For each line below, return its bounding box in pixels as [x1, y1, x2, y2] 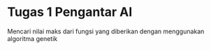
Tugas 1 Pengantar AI [7, 4, 133, 20]
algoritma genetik [7, 34, 58, 42]
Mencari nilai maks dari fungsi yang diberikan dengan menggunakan [7, 27, 205, 35]
